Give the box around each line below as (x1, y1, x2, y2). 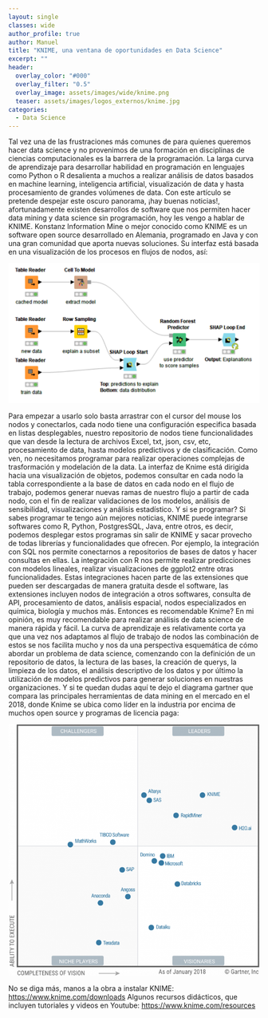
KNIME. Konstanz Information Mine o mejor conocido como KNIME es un (8, 222, 247, 232)
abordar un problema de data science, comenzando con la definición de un (8, 649, 255, 659)
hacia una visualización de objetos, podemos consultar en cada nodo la (8, 471, 244, 481)
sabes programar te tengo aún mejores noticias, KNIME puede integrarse (8, 513, 249, 523)
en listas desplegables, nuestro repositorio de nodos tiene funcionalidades (8, 428, 254, 438)
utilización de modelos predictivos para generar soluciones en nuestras (8, 675, 243, 684)
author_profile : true (8, 30, 81, 38)
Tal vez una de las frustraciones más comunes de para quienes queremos (8, 137, 251, 147)
